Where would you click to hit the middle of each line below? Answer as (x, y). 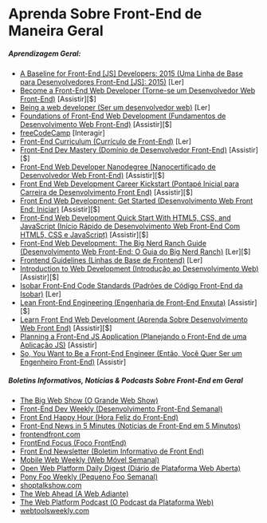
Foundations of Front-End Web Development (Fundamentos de (123, 116)
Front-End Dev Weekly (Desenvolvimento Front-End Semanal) (121, 409)
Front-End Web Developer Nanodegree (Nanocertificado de (118, 167)
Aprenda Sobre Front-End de (105, 14)
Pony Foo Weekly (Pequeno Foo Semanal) (88, 477)
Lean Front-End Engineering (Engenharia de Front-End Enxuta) (123, 303)
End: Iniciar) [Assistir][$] (60, 209)
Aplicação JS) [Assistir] (58, 345)
